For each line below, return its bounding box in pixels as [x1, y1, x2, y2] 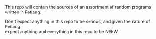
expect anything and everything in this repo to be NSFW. [5, 29, 119, 34]
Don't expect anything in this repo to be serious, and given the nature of [5, 19, 150, 24]
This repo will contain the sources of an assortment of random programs [5, 4, 152, 10]
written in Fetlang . [5, 9, 42, 15]
